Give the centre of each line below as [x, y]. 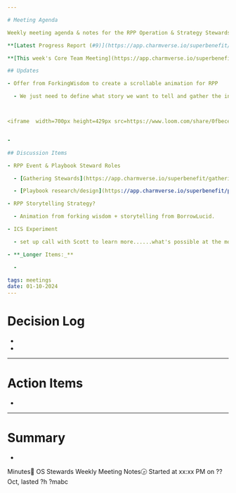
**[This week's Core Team [45, 58]
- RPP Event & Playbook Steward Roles [64, 166]
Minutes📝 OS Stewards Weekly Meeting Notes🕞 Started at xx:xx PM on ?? [115, 471]
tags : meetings [29, 280]
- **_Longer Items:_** [40, 254]
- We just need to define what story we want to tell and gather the [117, 96]
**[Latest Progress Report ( [50, 45]
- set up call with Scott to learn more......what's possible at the [117, 242]
